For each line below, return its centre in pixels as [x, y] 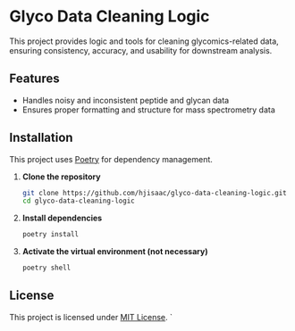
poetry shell [46, 268]
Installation [41, 138]
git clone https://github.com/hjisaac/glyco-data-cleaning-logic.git [155, 193]
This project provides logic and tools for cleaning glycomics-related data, [144, 41]
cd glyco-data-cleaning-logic [79, 201]
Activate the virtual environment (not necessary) [115, 252]
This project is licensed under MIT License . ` [91, 317]
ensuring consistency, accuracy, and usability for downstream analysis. [141, 50]
